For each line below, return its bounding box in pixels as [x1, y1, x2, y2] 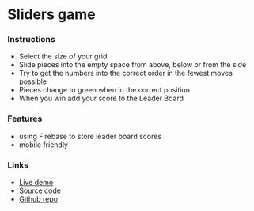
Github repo [18, 194, 59, 204]
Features [7, 113, 43, 124]
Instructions [7, 34, 56, 45]
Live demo [18, 178, 54, 187]
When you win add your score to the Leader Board [18, 93, 184, 104]
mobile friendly [18, 140, 69, 149]
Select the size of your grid [18, 51, 108, 61]
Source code [18, 186, 61, 195]
